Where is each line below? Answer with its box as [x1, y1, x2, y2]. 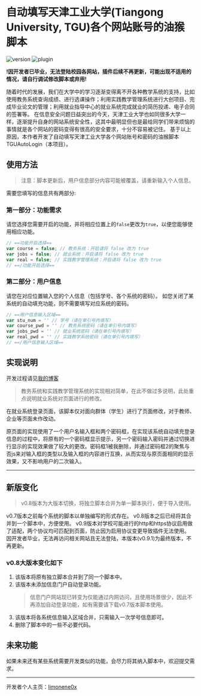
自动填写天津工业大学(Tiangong [6, 5, 164, 19]
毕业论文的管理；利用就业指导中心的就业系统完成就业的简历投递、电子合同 [11, 103, 195, 110]
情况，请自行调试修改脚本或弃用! [6, 75, 87, 83]
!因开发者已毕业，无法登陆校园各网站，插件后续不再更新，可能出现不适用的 [6, 68, 191, 75]
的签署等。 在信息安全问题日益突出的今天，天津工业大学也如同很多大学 [6, 110, 181, 117]
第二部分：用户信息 [6, 278, 62, 286]
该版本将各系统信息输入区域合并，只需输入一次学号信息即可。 [14, 613, 167, 621]
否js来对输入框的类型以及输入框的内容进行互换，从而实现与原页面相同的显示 [6, 450, 194, 457]
